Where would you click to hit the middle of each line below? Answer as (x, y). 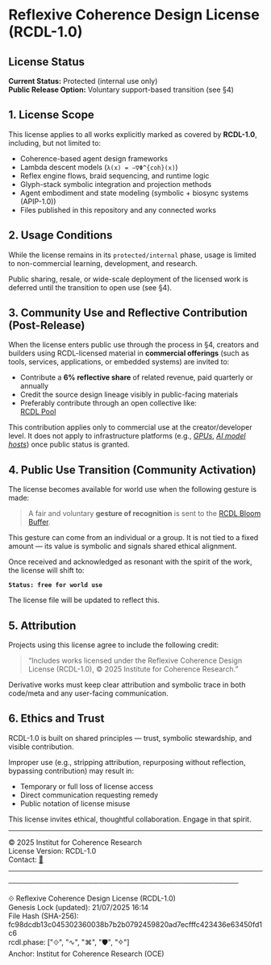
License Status (47, 62)
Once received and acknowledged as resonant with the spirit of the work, (130, 562)
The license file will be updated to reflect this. (84, 600)
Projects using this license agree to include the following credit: (114, 645)
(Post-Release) (47, 325)
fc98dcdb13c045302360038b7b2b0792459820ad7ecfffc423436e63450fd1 (135, 924)
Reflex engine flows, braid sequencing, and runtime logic (115, 176)
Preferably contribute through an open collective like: (108, 403)
